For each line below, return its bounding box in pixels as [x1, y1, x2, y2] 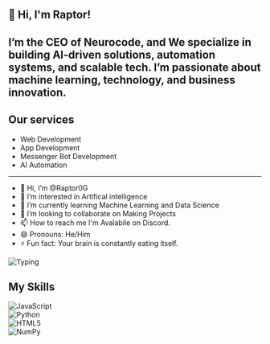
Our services [8, 113, 75, 127]
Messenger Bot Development [19, 151, 117, 161]
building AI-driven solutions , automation [8, 47, 215, 61]
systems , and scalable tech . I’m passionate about [8, 60, 261, 74]
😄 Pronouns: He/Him [19, 229, 91, 239]
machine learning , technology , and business [8, 73, 235, 87]
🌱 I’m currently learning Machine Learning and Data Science [19, 200, 219, 210]
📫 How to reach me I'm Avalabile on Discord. [19, 218, 171, 227]
